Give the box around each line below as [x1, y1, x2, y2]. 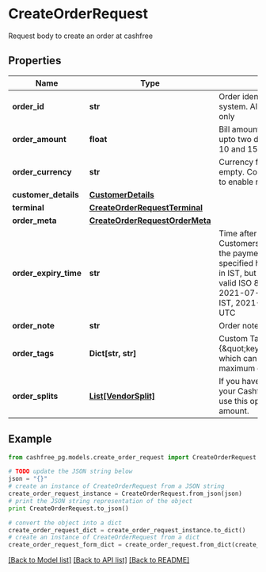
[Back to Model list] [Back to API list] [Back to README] [8, 555, 190, 565]
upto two [218, 133, 252, 144]
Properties [8, 54, 62, 67]
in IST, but [218, 267, 256, 278]
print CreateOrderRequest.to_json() [8, 505, 129, 512]
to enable [218, 176, 254, 187]
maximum [218, 363, 256, 374]
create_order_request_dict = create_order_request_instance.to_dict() [8, 526, 246, 534]
